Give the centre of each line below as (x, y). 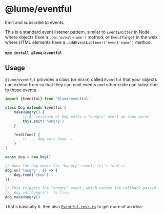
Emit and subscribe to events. (35, 22)
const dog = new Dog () (28, 157)
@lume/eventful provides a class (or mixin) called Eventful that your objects (81, 79)
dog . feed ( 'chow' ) (31, 175)
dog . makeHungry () (23, 197)
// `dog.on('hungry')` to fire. (38, 193)
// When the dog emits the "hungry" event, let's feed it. (66, 166)
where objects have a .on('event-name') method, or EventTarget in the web (81, 37)
